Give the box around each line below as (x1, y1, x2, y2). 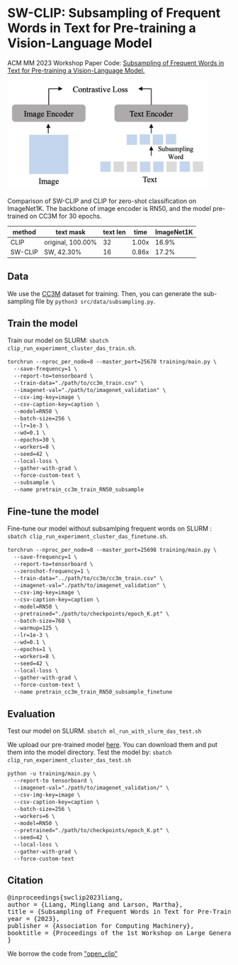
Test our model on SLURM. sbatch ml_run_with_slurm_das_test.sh (7, 726, 202, 735)
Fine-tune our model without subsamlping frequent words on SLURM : (7, 524, 212, 533)
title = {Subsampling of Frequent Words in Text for (7, 907, 195, 915)
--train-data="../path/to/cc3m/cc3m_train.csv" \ (13, 575, 163, 582)
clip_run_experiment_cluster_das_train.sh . (7, 344, 137, 352)
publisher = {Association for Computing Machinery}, (7, 922, 195, 929)
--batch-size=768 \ (13, 618, 72, 625)
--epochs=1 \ (13, 646, 52, 653)
